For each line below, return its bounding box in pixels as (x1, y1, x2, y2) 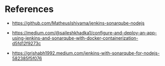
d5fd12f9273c (12, 40, 41, 46)
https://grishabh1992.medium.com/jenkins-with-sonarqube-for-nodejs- (12, 50, 160, 56)
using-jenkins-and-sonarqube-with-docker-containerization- (12, 35, 138, 41)
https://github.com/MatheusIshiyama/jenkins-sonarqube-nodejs (12, 20, 145, 26)
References (5, 3, 54, 15)
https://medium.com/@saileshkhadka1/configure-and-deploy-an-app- (12, 29, 157, 35)
